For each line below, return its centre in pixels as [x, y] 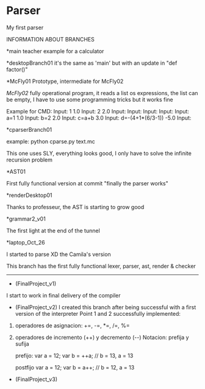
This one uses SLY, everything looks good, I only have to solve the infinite [99, 153]
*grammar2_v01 [26, 219]
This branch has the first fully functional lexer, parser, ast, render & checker [101, 266]
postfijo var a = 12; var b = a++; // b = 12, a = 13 [75, 367]
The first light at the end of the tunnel [53, 230]
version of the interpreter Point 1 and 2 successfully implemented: [98, 313]
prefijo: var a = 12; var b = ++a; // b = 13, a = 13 [74, 355]
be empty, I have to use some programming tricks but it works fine [90, 99]
